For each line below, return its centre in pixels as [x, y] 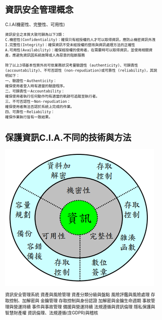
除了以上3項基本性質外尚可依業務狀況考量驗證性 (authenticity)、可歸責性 [71, 65]
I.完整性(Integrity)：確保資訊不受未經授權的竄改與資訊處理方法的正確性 [70, 45]
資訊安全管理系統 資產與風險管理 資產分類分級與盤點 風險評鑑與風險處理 [77, 294]
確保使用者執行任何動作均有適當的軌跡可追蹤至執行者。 [52, 96]
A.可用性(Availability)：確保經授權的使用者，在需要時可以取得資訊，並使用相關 [77, 50]
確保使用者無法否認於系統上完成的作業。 [40, 107]
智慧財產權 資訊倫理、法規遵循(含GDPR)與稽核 [52, 313]
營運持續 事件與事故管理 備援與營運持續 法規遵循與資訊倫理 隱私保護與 [84, 306]
